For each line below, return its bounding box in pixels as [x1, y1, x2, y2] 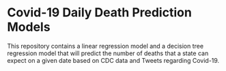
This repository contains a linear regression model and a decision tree [7, 42, 203, 50]
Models [7, 19, 51, 35]
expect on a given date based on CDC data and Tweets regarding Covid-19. [7, 56, 220, 64]
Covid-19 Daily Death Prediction [7, 5, 193, 20]
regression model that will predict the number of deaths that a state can [7, 49, 209, 57]
